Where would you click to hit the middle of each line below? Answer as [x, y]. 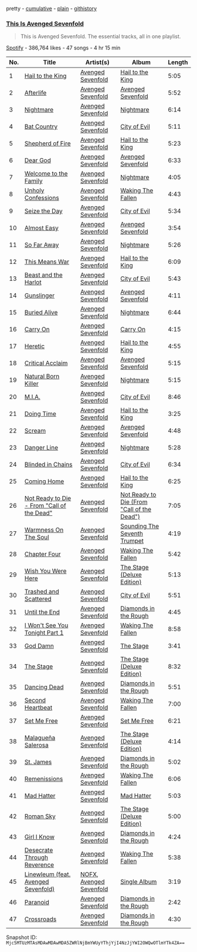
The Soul [37, 537]
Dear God [38, 160]
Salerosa [36, 745]
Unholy [34, 190]
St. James [38, 762]
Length [178, 62]
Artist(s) [97, 62]
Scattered [38, 599]
